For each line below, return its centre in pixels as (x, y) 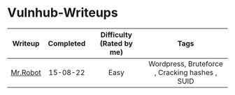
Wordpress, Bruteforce (186, 64)
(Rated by (116, 43)
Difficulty (116, 35)
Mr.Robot (26, 72)
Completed (67, 43)
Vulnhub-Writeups (63, 13)
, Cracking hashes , (186, 72)
